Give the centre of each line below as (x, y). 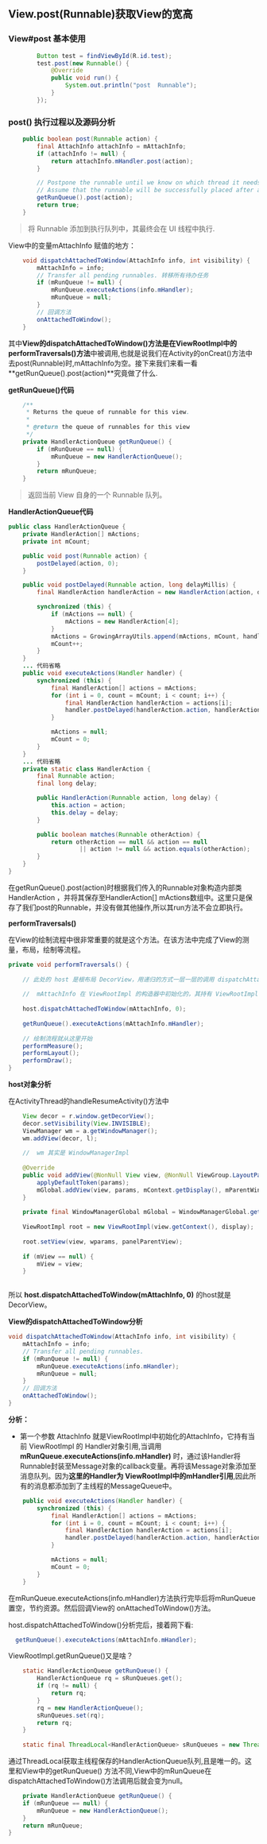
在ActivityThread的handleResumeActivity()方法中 (89, 1101)
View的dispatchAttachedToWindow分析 (75, 1322)
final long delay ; (67, 784)
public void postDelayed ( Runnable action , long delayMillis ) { (130, 585)
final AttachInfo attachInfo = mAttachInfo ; (112, 146)
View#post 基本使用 (47, 39)
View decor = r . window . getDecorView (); (89, 1116)
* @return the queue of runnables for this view (108, 427)
